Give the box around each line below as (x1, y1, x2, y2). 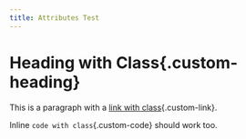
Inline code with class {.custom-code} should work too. (9, 119, 218, 130)
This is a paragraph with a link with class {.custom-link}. (9, 102, 218, 113)
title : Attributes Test (9, 13, 100, 23)
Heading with (9, 52, 113, 73)
